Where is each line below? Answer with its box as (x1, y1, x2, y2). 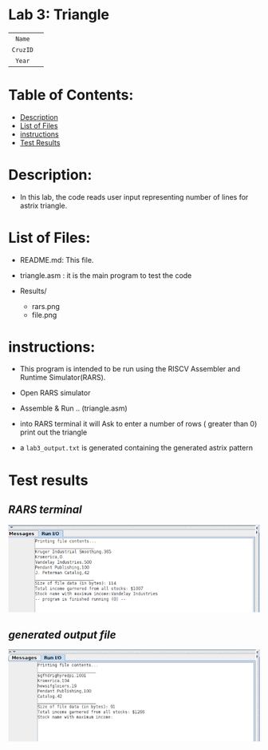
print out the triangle (19, 427, 88, 437)
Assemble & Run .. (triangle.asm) (19, 403, 128, 413)
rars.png (31, 301, 60, 311)
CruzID (11, 46, 33, 54)
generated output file (8, 628, 116, 641)
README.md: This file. (19, 255, 94, 264)
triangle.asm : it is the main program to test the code (19, 270, 192, 280)
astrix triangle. (19, 200, 68, 210)
